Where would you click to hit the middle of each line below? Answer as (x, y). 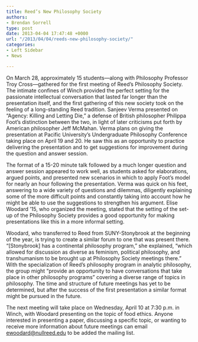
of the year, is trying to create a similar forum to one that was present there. (98, 239)
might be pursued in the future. (44, 296)
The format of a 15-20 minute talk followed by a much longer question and (96, 165)
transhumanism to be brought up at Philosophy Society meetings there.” (94, 258)
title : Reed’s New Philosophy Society (54, 12)
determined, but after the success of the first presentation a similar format (96, 290)
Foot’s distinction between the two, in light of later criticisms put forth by (94, 122)
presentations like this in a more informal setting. (65, 221)
